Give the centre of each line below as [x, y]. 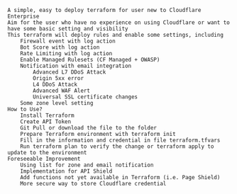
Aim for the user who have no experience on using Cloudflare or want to [119, 23]
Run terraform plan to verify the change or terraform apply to [117, 147]
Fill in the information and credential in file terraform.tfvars [120, 140]
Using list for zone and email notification [87, 165]
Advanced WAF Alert [62, 91]
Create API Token [46, 122]
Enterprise [23, 16]
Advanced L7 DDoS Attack [70, 72]
